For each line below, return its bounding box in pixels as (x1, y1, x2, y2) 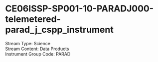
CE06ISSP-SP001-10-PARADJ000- (5, 3, 154, 14)
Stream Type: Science (5, 40, 51, 46)
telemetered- (5, 13, 61, 25)
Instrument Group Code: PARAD (5, 51, 71, 57)
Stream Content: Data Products (5, 46, 69, 52)
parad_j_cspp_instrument (5, 24, 114, 35)
